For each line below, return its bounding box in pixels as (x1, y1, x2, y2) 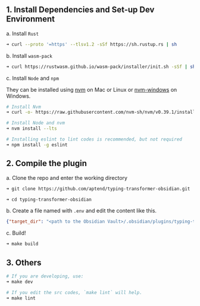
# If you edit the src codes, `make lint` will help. (6, 289, 143, 295)
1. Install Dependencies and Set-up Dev (6, 5, 155, 15)
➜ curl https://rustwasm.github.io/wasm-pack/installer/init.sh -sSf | (6, 64, 187, 70)
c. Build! (6, 229, 26, 237)
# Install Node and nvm (6, 120, 65, 126)
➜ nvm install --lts (6, 126, 58, 132)
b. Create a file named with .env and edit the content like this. (6, 207, 157, 214)
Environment (6, 14, 55, 24)
